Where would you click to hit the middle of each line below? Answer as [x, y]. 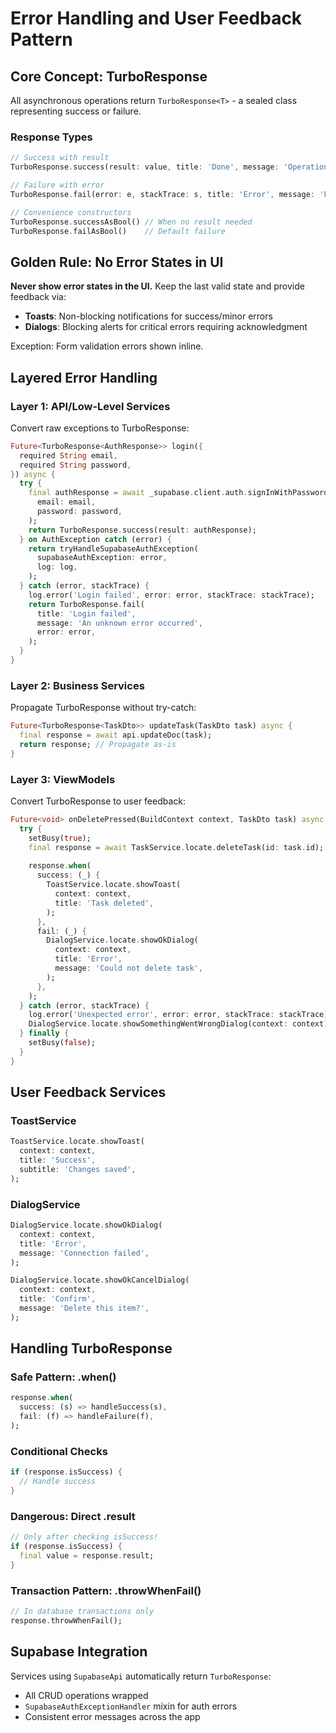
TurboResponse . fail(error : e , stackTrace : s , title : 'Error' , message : [162, 194]
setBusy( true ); [60, 838]
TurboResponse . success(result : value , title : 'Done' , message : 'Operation [169, 167]
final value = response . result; [87, 1555]
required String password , [75, 465]
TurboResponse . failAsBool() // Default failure [118, 231]
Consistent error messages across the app [112, 1716]
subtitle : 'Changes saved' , [78, 1169]
